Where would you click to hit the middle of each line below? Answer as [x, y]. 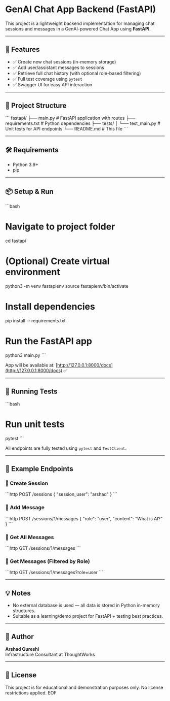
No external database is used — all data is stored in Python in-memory [86, 606]
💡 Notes [18, 593]
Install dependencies [50, 307]
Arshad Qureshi [22, 649]
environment [33, 272]
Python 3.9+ [26, 165]
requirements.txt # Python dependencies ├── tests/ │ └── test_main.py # [83, 123]
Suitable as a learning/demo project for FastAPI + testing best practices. [88, 616]
